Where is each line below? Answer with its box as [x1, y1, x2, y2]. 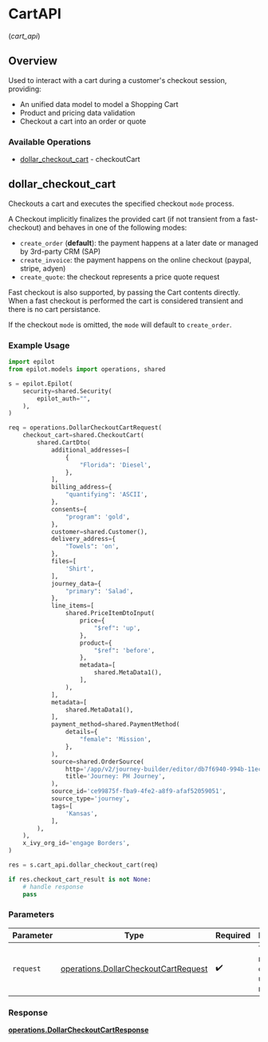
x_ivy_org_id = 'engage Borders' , [22, 839, 130, 847]
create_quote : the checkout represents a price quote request [19, 272, 220, 282]
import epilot [8, 358, 56, 366]
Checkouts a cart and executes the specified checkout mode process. [8, 199, 235, 208]
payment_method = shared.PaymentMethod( [50, 720, 180, 728]
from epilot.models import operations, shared [8, 365, 166, 373]
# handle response [22, 882, 84, 890]
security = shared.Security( [22, 387, 112, 395]
